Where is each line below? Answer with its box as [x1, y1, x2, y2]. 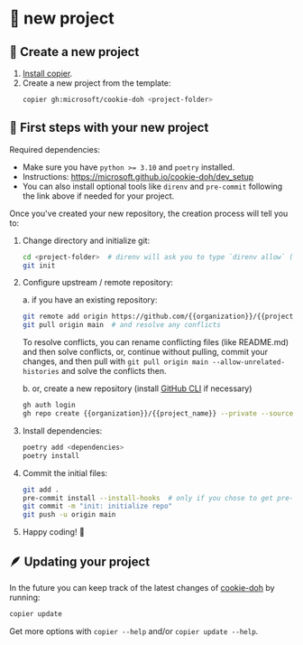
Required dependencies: [9, 144, 101, 154]
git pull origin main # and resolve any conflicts [22, 321, 221, 330]
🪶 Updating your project [9, 554, 151, 569]
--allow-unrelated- [211, 358, 286, 367]
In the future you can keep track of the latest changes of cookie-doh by [9, 583, 275, 593]
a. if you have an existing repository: [22, 294, 158, 305]
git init [22, 261, 56, 270]
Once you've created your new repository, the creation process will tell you [9, 208, 289, 219]
